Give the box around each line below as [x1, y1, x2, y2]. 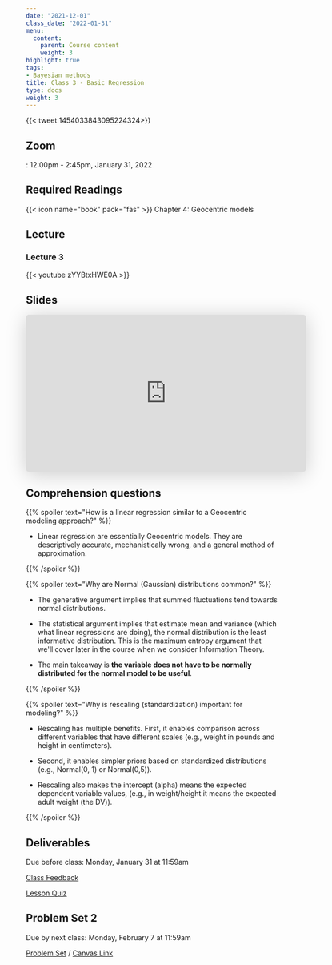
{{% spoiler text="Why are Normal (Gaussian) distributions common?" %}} [26, 580, 272, 589]
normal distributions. [37, 604, 106, 613]
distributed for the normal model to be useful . [37, 669, 192, 678]
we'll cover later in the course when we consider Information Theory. [37, 645, 265, 654]
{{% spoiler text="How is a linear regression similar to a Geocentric [26, 508, 247, 517]
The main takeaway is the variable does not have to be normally [37, 660, 252, 669]
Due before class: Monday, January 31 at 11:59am [26, 858, 190, 866]
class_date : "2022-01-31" [26, 19, 112, 27]
